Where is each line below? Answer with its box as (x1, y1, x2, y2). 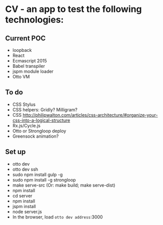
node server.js (12, 209, 42, 215)
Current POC (5, 34, 46, 42)
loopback (12, 47, 32, 53)
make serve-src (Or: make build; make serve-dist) (12, 182, 115, 188)
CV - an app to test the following (5, 3, 142, 15)
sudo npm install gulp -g (12, 171, 63, 178)
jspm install (12, 203, 36, 209)
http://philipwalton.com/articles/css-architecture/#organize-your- (22, 112, 158, 118)
